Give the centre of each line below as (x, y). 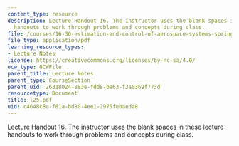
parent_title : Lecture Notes (51, 73)
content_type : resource (43, 14)
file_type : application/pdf (49, 41)
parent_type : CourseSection (49, 80)
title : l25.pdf (30, 100)
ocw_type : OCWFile (34, 67)
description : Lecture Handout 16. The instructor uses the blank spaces (117, 21)
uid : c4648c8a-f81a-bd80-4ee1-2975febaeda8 (73, 107)
